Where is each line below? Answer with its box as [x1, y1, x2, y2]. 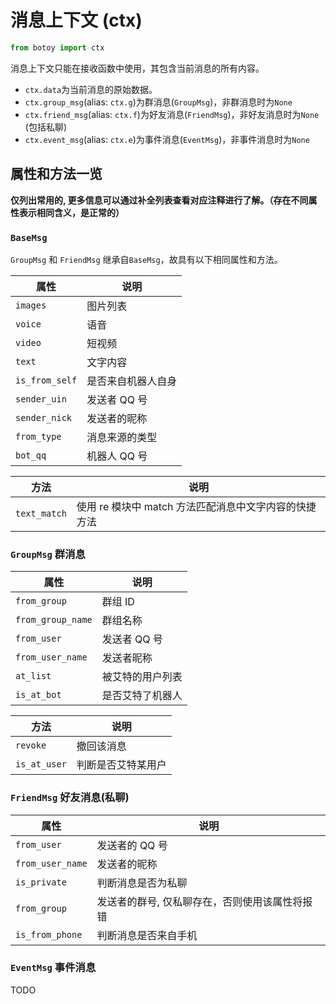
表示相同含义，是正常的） [18, 206, 125, 218]
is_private [15, 876, 67, 888]
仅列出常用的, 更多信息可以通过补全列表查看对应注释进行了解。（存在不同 [10, 194, 309, 206]
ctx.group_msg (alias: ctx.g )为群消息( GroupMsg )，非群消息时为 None [24, 96, 293, 108]
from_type [15, 431, 62, 442]
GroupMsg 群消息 [10, 547, 86, 561]
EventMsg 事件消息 [10, 961, 97, 975]
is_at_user [15, 759, 67, 770]
